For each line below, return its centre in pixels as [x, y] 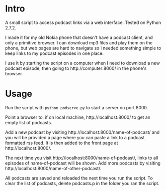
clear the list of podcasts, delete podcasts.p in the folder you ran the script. [82, 183]
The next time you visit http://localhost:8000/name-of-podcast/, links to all [82, 158]
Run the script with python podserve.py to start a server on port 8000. [77, 107]
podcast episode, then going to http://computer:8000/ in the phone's [76, 68]
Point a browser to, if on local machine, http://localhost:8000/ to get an [78, 117]
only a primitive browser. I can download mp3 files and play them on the [79, 42]
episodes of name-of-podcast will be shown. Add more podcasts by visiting [83, 163]
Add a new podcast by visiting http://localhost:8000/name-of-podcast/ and [83, 132]
